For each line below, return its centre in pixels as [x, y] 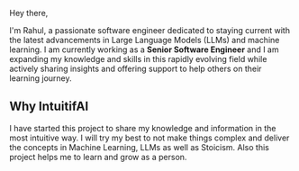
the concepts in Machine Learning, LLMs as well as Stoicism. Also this [140, 147]
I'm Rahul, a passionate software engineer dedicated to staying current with [150, 30]
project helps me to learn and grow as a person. [98, 157]
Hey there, [29, 13]
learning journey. [41, 78]
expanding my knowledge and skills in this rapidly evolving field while [138, 59]
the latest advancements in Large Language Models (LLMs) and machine [145, 40]
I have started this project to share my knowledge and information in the [143, 128]
